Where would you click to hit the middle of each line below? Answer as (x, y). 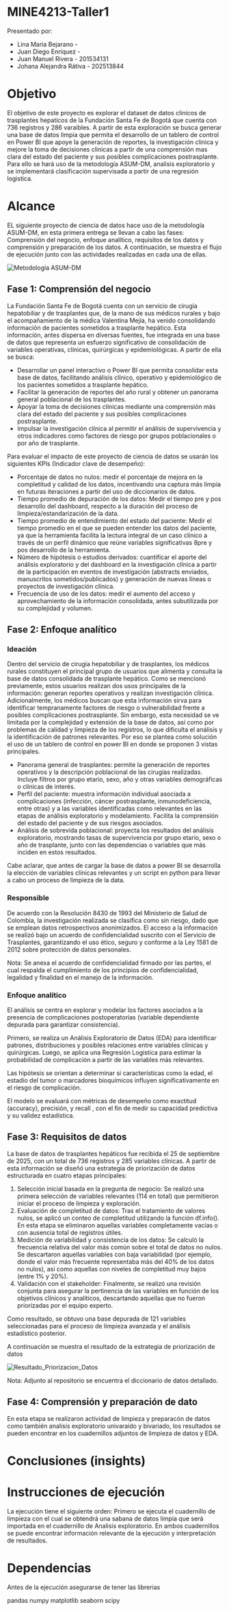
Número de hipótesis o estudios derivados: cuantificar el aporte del (112, 557)
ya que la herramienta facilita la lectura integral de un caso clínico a (112, 535)
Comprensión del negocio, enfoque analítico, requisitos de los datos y (105, 239)
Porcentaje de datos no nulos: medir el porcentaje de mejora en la (110, 477)
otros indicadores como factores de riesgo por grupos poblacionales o (117, 436)
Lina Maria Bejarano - (48, 44)
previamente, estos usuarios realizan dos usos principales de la (96, 686)
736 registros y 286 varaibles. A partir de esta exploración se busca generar (114, 127)
